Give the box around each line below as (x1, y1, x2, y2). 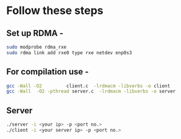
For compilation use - (6, 66, 89, 77)
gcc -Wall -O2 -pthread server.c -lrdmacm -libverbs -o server (6, 88, 176, 94)
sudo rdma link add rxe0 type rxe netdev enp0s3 (6, 49, 132, 55)
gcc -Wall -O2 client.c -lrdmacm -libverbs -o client (6, 83, 171, 89)
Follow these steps (6, 4, 104, 18)
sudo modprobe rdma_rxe (6, 44, 67, 50)
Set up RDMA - (6, 28, 64, 38)
